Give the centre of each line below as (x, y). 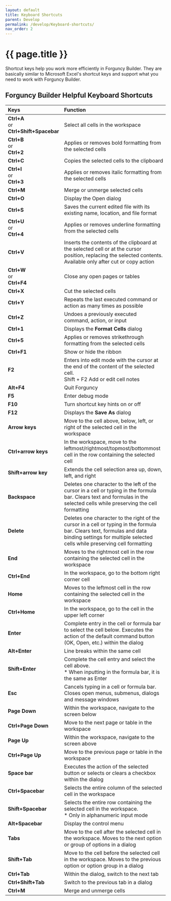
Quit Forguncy (81, 388)
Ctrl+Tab (19, 874)
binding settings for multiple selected (108, 537)
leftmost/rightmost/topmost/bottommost (112, 448)
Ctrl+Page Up (25, 755)
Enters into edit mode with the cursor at (111, 360)
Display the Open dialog (92, 198)
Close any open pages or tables (102, 276)
